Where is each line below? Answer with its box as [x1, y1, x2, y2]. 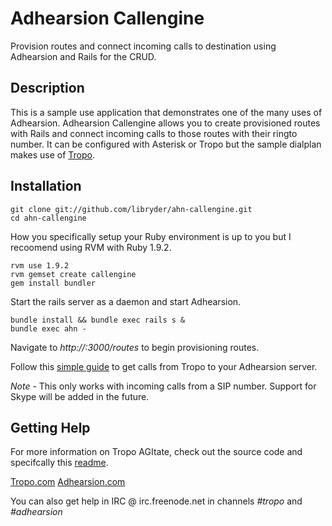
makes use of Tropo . [10, 148, 95, 161]
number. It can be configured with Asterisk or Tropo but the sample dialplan [10, 138, 322, 150]
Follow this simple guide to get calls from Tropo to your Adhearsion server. [10, 360, 318, 372]
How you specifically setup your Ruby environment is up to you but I [10, 230, 292, 242]
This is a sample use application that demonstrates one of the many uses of [10, 106, 323, 118]
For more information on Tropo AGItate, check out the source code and [10, 446, 303, 458]
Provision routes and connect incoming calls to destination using [10, 40, 277, 52]
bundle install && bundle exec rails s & [10, 315, 186, 325]
